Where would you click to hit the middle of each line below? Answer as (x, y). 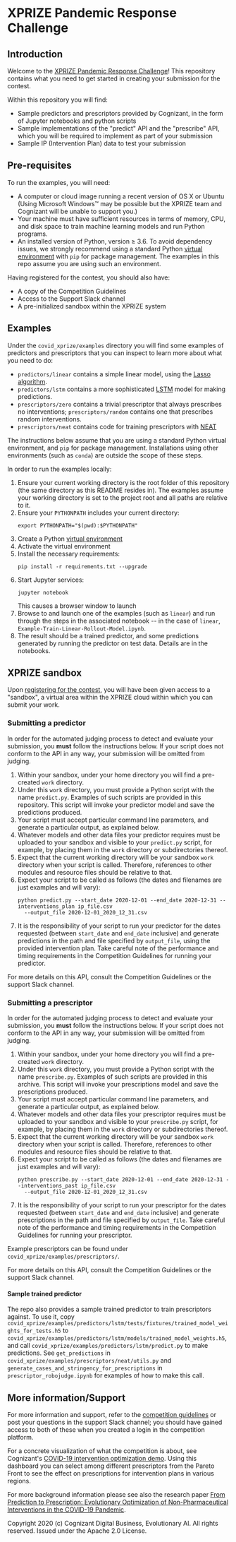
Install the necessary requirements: (69, 554)
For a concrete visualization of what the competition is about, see (102, 1451)
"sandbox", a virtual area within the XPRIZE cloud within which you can (110, 698)
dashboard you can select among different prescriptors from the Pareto (111, 1466)
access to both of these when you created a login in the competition (106, 1430)
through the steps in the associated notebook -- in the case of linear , (119, 621)
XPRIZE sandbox (45, 673)
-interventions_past (48, 1186)
